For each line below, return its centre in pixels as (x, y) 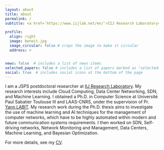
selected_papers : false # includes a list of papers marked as (71, 68)
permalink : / (18, 19)
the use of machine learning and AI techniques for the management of (76, 112)
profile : (14, 32)
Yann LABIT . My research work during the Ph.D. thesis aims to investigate (79, 107)
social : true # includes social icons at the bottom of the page (74, 72)
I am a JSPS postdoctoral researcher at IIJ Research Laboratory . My (73, 86)
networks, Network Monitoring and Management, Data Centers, (84, 128)
